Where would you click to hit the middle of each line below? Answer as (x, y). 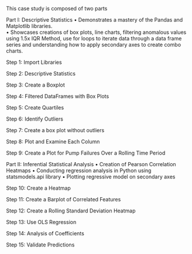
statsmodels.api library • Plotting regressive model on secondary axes (91, 177)
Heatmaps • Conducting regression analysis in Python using (79, 170)
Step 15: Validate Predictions (40, 245)
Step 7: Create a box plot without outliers (55, 130)
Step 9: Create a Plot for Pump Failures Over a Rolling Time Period (86, 153)
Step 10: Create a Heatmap (39, 188)
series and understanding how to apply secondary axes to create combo (94, 44)
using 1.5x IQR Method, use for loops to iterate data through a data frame (94, 38)
